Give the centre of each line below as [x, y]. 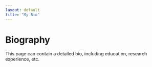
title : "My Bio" [23, 15]
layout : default [23, 10]
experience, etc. [23, 59]
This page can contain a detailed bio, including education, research [76, 54]
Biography [28, 40]
